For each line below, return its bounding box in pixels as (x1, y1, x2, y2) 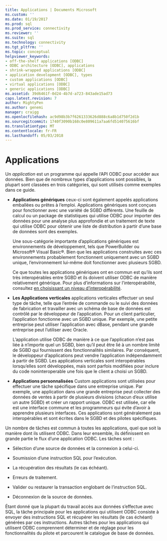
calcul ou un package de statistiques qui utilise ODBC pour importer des (12, 213, 161, 219)
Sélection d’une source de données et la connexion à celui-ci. (12, 445, 140, 451)
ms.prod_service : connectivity (5, 26, 70, 31)
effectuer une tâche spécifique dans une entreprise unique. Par (12, 383, 143, 389)
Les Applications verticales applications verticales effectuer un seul (12, 295, 154, 301)
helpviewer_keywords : (5, 54, 50, 59)
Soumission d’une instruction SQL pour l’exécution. (12, 455, 117, 461)
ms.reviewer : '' (5, 31, 39, 36)
